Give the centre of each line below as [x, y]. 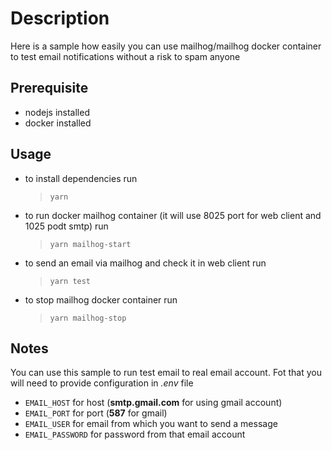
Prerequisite [49, 88]
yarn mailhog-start [90, 244]
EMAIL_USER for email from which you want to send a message [151, 424]
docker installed [58, 123]
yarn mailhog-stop [88, 318]
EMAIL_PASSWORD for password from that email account [135, 434]
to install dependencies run [81, 178]
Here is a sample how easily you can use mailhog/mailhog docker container [166, 46]
